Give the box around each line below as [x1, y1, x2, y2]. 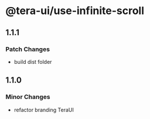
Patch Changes [5, 45, 50, 53]
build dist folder [13, 58, 52, 65]
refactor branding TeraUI [13, 106, 74, 113]
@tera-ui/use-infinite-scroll [5, 4, 145, 18]
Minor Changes [5, 93, 50, 101]
